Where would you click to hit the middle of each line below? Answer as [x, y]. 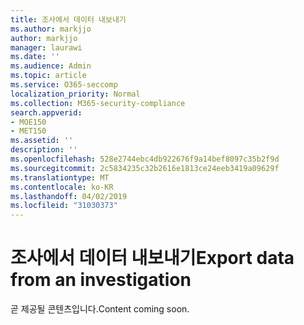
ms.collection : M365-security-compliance [98, 103]
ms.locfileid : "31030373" [64, 206]
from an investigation [101, 280]
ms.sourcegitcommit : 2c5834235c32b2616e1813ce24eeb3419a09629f [145, 168]
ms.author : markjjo [51, 29]
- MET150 [28, 131]
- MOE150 [28, 122]
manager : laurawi [46, 47]
